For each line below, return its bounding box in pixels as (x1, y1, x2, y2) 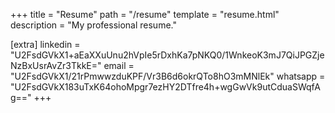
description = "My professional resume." (10, 19, 177, 31)
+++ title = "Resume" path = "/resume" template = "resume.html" (10, 9, 280, 20)
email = (103, 60, 135, 71)
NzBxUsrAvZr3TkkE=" (10, 60, 102, 71)
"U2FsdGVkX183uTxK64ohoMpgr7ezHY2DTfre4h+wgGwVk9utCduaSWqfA (10, 81, 321, 93)
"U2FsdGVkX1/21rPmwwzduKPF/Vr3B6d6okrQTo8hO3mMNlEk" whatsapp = (10, 70, 326, 82)
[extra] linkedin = (10, 39, 81, 50)
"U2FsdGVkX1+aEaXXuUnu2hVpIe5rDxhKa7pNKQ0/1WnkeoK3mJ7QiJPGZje (10, 49, 325, 61)
